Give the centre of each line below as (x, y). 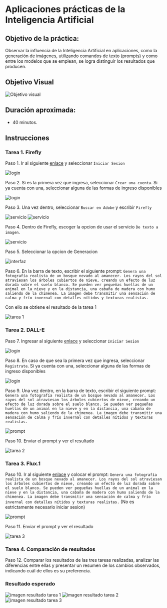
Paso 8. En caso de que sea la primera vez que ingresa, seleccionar (75, 360)
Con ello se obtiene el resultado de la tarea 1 (51, 307)
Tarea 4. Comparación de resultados (50, 549)
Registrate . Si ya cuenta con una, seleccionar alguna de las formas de (78, 366)
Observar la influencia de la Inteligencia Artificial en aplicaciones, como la (81, 50)
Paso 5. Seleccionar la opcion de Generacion (51, 252)
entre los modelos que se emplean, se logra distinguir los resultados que (80, 61)
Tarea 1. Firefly (23, 152)
